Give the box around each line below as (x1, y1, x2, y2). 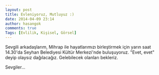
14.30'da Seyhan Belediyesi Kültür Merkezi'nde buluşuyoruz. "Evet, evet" (5, 49, 155, 55)
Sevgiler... (5, 64, 26, 70)
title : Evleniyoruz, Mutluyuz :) (5, 12, 75, 17)
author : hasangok (5, 21, 41, 26)
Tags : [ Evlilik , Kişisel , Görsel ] (5, 30, 77, 35)
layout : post (5, 7, 32, 12)
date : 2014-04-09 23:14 (5, 16, 55, 21)
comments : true (5, 26, 37, 31)
